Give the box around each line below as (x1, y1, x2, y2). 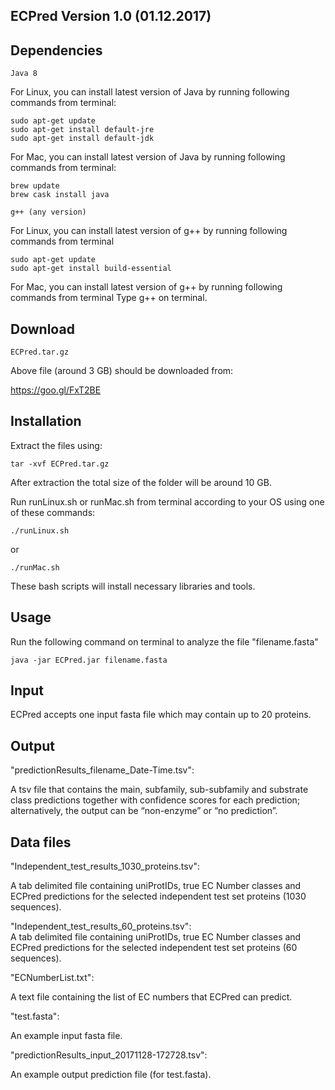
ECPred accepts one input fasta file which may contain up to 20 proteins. (10, 709, 312, 721)
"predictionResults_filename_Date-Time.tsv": (10, 764, 195, 776)
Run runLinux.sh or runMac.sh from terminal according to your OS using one (10, 495, 325, 508)
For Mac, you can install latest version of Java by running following (10, 151, 286, 163)
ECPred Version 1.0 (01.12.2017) (10, 8, 212, 25)
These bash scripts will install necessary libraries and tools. (10, 580, 256, 592)
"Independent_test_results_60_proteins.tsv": (10, 920, 192, 933)
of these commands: (10, 506, 96, 518)
